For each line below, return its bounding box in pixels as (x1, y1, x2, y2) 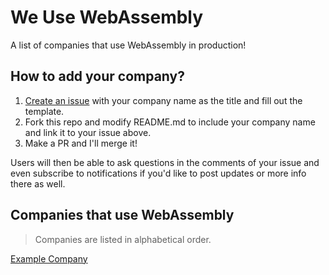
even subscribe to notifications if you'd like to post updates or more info (10, 167, 307, 179)
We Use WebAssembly (10, 6, 204, 29)
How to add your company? (10, 68, 185, 85)
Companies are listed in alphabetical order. (34, 233, 212, 245)
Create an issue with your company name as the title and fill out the (24, 94, 303, 106)
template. (24, 105, 65, 117)
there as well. (10, 177, 66, 190)
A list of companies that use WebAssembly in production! (10, 39, 247, 51)
